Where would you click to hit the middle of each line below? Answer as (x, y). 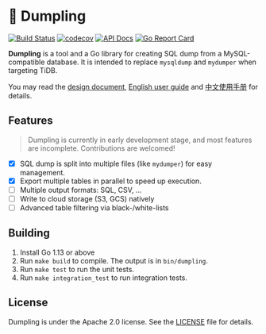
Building (29, 233)
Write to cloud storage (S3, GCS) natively (87, 198)
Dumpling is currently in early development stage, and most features (140, 140)
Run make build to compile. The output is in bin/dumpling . (114, 260)
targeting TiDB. (33, 70)
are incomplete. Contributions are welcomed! (102, 148)
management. (42, 172)
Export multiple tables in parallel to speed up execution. (111, 181)
